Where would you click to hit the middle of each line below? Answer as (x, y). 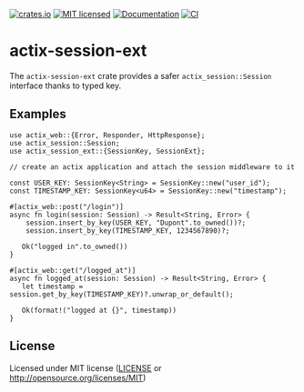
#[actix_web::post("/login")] (67, 206)
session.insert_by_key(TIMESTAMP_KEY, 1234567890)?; (128, 231)
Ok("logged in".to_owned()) (75, 246)
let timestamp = (52, 286)
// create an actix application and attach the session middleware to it (152, 167)
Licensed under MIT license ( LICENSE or (86, 367)
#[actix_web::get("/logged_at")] (73, 270)
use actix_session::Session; (65, 143)
